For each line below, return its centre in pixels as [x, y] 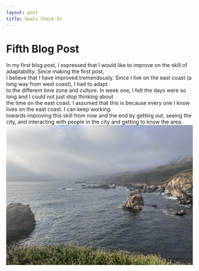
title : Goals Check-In [34, 19]
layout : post [22, 12]
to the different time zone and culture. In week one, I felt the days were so [96, 90]
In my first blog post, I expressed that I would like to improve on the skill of [97, 65]
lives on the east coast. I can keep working [58, 109]
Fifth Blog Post [43, 49]
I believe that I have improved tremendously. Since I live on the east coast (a [99, 78]
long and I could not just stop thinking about [60, 97]
